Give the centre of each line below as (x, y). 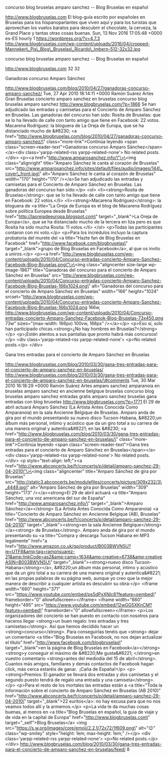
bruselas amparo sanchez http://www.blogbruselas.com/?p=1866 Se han (81, 104)
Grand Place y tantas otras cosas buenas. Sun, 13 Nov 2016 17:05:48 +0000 (84, 33)
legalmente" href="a (26, 541)
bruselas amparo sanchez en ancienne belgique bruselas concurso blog (80, 391)
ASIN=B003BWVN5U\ (28, 562)
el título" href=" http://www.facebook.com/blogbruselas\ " (64, 642)
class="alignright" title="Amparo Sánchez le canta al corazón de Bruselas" (82, 163)
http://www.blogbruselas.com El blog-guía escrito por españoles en (75, 17)
